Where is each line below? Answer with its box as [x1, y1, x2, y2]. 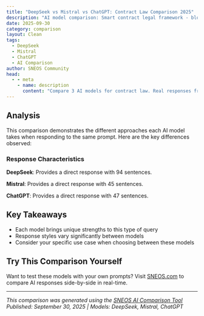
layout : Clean [6, 32, 42, 38]
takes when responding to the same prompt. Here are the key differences [6, 133, 190, 140]
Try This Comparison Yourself [6, 256, 123, 267]
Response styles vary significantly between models [15, 232, 144, 239]
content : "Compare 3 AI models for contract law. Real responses [22, 88, 191, 94]
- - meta [12, 77, 34, 83]
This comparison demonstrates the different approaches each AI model [6, 126, 185, 134]
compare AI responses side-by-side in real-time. [6, 279, 127, 286]
